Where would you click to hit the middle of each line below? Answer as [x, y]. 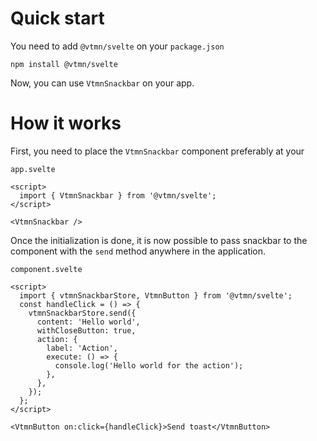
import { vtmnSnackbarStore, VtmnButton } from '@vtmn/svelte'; [156, 295]
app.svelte [33, 169]
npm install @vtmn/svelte [64, 64]
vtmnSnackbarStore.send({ [82, 313]
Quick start [57, 18]
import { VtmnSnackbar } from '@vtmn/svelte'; [118, 195]
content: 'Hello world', [88, 322]
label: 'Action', [82, 348]
